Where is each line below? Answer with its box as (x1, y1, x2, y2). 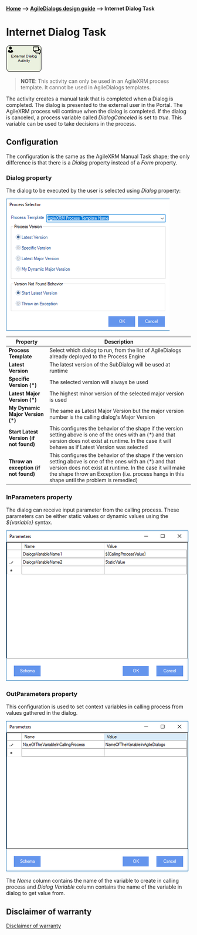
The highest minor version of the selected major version (49, 390, 185, 397)
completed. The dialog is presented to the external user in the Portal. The (6, 101, 183, 108)
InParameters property (6, 493, 73, 501)
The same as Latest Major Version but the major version (49, 408, 184, 415)
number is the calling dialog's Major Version (49, 413, 155, 421)
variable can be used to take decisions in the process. (6, 120, 137, 127)
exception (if (8, 464, 41, 472)
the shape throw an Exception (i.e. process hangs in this (49, 470, 185, 477)
